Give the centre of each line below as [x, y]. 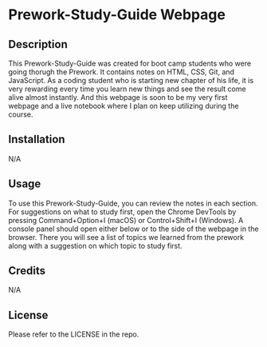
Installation [37, 140]
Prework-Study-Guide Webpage [117, 15]
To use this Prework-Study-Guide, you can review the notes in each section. [133, 203]
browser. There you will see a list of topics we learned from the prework [126, 237]
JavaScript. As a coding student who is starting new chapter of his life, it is [131, 80]
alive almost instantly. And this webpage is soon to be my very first [118, 97]
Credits [27, 271]
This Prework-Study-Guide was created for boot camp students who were [130, 63]
